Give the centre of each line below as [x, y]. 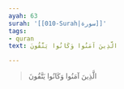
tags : [17, 31]
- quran [21, 38]
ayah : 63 [23, 16]
